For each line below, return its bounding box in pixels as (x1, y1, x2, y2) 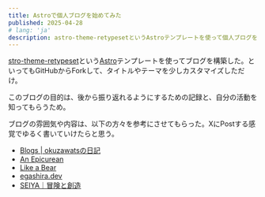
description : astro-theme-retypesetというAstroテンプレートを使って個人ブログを (8, 33, 259, 42)
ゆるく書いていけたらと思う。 (21, 129, 119, 139)
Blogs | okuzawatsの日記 (19, 146, 101, 155)
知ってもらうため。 (8, 102, 70, 112)
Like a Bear (19, 163, 57, 173)
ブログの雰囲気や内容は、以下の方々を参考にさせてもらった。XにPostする (8, 119, 249, 128)
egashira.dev (19, 171, 62, 181)
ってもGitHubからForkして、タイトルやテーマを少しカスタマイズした (14, 66, 239, 76)
